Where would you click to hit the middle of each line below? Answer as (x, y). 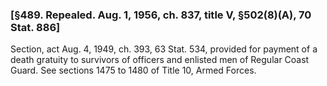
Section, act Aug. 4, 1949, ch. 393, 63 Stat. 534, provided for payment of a (164, 49)
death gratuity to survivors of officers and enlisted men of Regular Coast (160, 60)
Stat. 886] (35, 27)
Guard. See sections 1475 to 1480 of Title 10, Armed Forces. (133, 70)
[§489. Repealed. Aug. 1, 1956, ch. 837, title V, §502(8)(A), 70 (161, 15)
